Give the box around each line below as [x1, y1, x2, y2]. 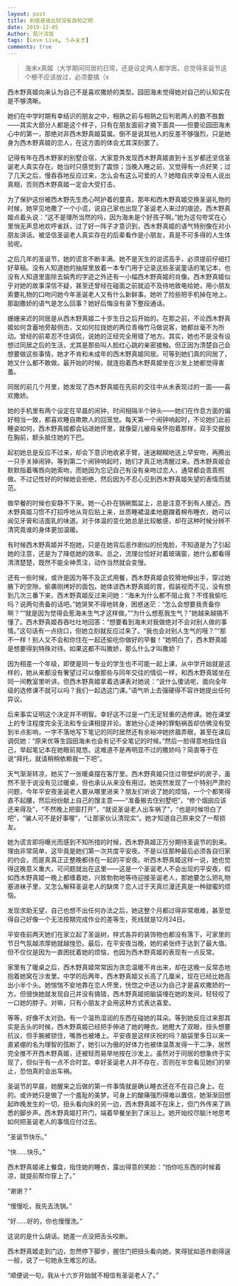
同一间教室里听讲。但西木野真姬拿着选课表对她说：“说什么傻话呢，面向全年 [7, 677, 228, 685]
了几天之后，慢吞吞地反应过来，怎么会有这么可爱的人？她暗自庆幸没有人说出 [7, 171, 231, 180]
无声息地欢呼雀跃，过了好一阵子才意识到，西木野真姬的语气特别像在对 [19, 222, 225, 230]
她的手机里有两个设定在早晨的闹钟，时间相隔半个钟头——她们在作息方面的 [7, 406, 225, 415]
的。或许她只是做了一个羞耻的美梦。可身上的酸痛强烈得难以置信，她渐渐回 [7, 1091, 225, 1099]
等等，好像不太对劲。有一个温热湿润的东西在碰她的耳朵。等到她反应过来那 [7, 1013, 225, 1022]
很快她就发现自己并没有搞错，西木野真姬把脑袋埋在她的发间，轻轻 [25, 990, 218, 998]
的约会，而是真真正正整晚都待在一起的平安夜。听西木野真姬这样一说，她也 [7, 856, 225, 863]
